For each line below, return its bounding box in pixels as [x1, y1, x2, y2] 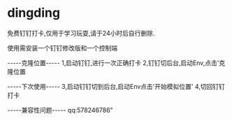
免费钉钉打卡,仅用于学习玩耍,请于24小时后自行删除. [7, 29, 155, 37]
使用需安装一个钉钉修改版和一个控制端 [7, 43, 117, 52]
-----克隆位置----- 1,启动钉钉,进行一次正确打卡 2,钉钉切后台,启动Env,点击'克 [7, 58, 226, 67]
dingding [7, 5, 61, 21]
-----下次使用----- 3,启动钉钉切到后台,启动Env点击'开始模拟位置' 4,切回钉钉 [7, 82, 226, 90]
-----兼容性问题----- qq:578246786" [7, 106, 113, 114]
